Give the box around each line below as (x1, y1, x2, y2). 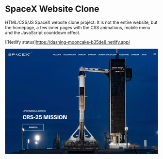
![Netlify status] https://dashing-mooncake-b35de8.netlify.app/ (5, 39, 130, 45)
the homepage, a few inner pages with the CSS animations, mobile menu (5, 24, 150, 30)
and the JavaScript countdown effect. (5, 30, 81, 35)
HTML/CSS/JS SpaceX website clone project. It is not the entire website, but (5, 19, 158, 25)
